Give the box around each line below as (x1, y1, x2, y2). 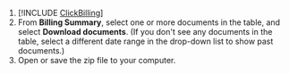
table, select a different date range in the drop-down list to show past (17, 36, 274, 46)
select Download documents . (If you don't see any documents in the (17, 27, 273, 37)
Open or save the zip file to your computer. (17, 55, 176, 65)
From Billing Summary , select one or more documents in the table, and (17, 17, 280, 28)
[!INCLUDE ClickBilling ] (17, 8, 104, 18)
